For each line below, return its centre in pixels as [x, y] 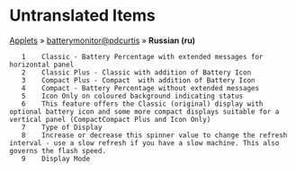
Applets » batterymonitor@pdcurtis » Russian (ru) [103, 40]
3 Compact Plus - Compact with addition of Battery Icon [138, 80]
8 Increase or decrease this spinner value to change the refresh [154, 135]
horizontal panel [42, 64]
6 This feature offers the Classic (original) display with [142, 104]
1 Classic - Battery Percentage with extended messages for [142, 56]
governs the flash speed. [58, 150]
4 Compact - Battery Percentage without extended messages [140, 88]
